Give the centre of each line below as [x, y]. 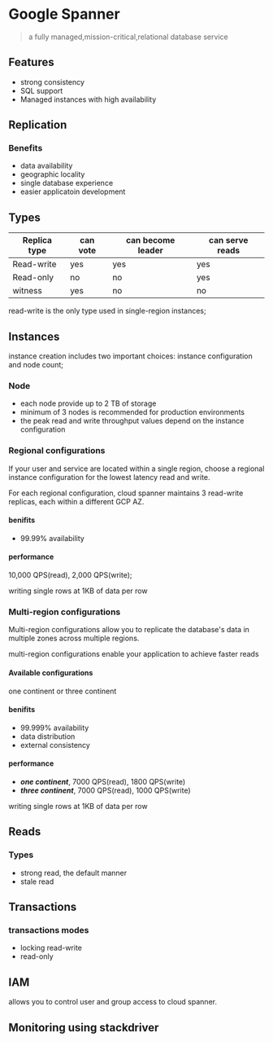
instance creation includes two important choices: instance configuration [131, 356]
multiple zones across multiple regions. [74, 638]
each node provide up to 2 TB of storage [88, 403]
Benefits [26, 148]
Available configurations [51, 672]
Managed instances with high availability [88, 99]
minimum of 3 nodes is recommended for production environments [132, 412]
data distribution [48, 736]
